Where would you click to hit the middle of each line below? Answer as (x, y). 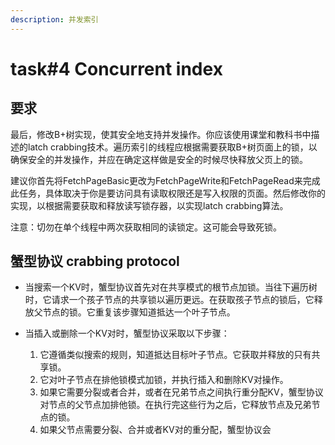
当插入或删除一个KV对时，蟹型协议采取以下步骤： (127, 333)
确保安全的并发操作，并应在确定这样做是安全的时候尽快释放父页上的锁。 (159, 159)
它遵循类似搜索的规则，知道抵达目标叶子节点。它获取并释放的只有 (175, 355)
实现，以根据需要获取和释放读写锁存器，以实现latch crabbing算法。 (149, 205)
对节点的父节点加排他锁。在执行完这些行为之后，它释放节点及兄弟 (175, 405)
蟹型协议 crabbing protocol (95, 261)
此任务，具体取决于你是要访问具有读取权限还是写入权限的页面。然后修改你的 (168, 193)
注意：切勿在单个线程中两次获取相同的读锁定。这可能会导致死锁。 (146, 227)
